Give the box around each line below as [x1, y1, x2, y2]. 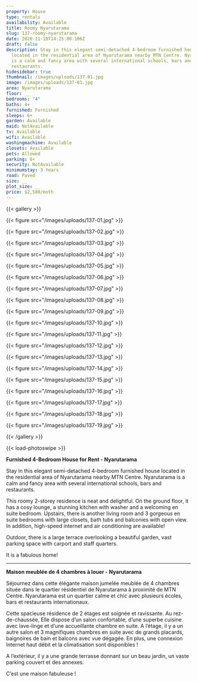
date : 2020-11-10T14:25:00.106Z [6, 36, 85, 42]
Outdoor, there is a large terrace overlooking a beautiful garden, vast [6, 533, 172, 541]
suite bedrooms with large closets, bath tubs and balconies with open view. [6, 516, 188, 523]
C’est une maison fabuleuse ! [6, 670, 76, 677]
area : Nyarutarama [6, 85, 51, 91]
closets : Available [6, 145, 54, 151]
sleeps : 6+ [6, 112, 33, 118]
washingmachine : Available [6, 139, 72, 146]
